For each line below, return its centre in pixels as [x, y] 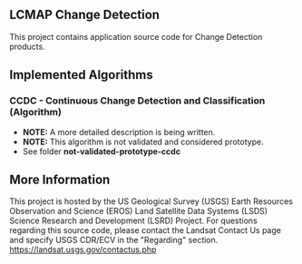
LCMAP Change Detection [85, 15]
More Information [60, 179]
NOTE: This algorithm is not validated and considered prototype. [143, 142]
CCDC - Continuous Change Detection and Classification [137, 101]
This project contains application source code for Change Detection [136, 36]
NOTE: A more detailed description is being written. [119, 132]
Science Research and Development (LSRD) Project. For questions [134, 220]
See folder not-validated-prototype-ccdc [102, 151]
